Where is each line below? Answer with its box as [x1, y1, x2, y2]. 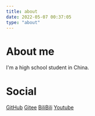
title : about [6, 8, 38, 15]
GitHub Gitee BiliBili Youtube [6, 104, 74, 111]
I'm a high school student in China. [6, 64, 89, 71]
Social [6, 84, 37, 98]
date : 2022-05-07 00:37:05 [6, 14, 72, 20]
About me [6, 45, 55, 58]
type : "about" [6, 19, 41, 25]
